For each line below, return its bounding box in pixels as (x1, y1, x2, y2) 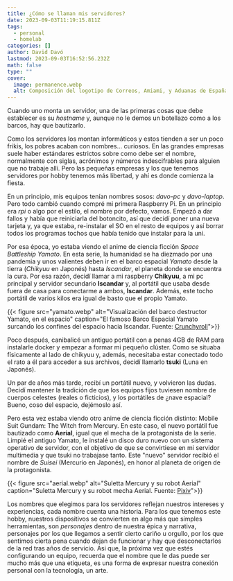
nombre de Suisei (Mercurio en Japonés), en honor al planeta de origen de (7, 458, 221, 467)
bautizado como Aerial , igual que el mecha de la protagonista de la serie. (7, 429, 216, 437)
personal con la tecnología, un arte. (7, 566, 109, 575)
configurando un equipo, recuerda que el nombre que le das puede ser (7, 552, 210, 560)
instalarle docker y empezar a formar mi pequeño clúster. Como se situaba (7, 343, 221, 352)
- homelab (13, 36, 42, 43)
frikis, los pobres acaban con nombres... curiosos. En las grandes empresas (7, 142, 224, 150)
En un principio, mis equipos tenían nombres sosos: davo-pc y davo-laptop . (7, 192, 225, 201)
